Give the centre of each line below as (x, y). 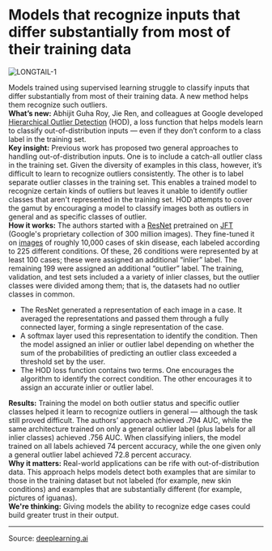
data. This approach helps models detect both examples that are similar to (132, 472)
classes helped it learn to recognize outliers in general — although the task (133, 412)
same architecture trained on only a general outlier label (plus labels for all (132, 429)
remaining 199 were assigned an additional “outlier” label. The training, (126, 268)
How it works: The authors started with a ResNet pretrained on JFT (121, 225)
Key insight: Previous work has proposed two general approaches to (123, 147)
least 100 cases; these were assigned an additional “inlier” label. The (123, 259)
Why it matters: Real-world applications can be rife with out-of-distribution (134, 463)
